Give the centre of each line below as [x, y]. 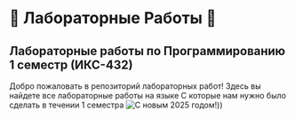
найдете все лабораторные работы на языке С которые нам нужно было [148, 95]
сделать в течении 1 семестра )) [116, 105]
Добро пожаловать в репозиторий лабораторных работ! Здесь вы [135, 86]
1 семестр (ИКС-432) [71, 64]
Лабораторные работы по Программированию [147, 51]
